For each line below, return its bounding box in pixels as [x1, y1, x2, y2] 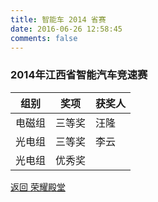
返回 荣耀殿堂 [10, 181, 66, 193]
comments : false [10, 33, 78, 43]
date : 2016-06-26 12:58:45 [10, 24, 123, 34]
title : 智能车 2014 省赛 [10, 14, 107, 25]
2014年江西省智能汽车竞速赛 [10, 68, 148, 82]
